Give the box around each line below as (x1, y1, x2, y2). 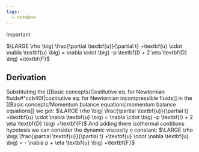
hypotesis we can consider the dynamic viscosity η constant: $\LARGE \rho (6, 126, 194, 133)
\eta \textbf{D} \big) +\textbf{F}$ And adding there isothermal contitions (6, 120, 185, 127)
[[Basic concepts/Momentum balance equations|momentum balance (6, 101, 176, 108)
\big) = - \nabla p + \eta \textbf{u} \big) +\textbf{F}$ (6, 139, 135, 147)
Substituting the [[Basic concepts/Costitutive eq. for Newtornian (6, 88, 165, 96)
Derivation (6, 72, 46, 83)
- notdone (11, 14, 36, 20)
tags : (6, 8, 20, 15)
